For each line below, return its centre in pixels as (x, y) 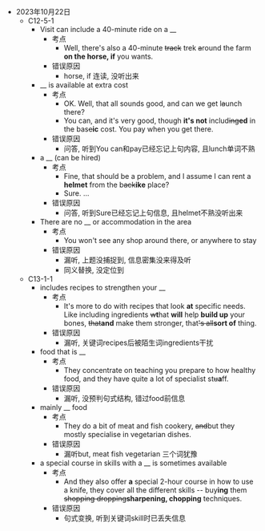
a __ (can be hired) (70, 158)
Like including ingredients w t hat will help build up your (155, 314)
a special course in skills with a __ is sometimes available (133, 463)
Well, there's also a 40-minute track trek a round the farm (158, 48)
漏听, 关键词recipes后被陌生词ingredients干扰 (139, 343)
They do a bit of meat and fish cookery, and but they (149, 426)
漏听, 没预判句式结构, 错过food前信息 (124, 398)
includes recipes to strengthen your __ (102, 288)
